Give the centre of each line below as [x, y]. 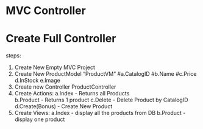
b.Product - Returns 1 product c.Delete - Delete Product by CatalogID [101, 100]
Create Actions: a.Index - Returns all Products [72, 94]
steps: [13, 56]
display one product [40, 119]
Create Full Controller [61, 39]
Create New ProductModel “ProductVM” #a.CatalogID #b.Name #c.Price [105, 74]
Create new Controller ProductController [65, 87]
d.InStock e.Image [37, 81]
